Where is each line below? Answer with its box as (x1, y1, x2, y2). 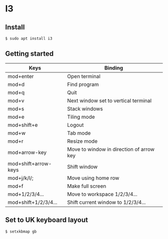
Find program (67, 81, 99, 88)
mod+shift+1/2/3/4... (7, 199, 57, 206)
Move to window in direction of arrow (67, 146, 155, 153)
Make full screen (67, 183, 106, 190)
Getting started (5, 49, 54, 58)
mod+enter (7, 73, 34, 80)
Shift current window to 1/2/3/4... (67, 199, 146, 206)
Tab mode (67, 129, 91, 136)
